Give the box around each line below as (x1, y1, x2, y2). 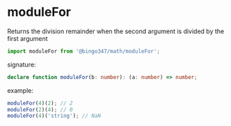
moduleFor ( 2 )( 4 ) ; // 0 (7, 106, 73, 113)
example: (7, 86, 33, 94)
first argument (7, 34, 48, 42)
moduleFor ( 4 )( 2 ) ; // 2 (7, 100, 73, 107)
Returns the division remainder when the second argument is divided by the (7, 27, 225, 35)
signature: (7, 60, 36, 69)
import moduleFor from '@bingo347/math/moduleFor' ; (7, 48, 160, 55)
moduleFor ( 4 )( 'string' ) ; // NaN (7, 112, 101, 120)
